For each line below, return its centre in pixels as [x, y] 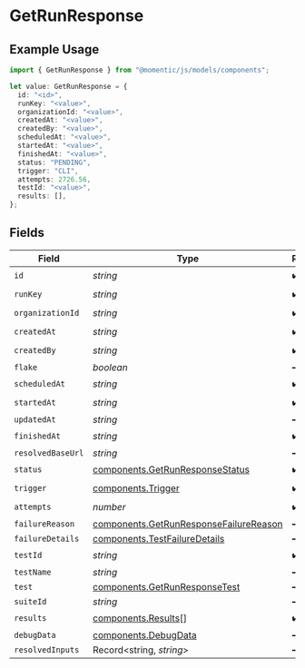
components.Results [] [140, 618]
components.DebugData [144, 634]
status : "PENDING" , [54, 162]
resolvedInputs [47, 649]
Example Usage [54, 49]
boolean [110, 367]
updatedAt [35, 419]
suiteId [30, 601]
